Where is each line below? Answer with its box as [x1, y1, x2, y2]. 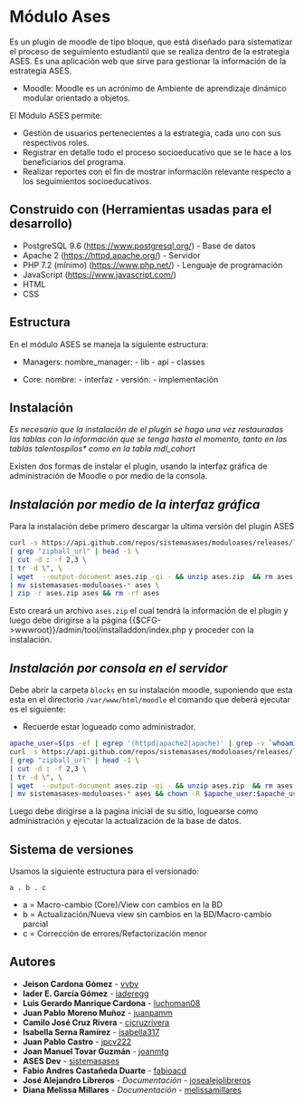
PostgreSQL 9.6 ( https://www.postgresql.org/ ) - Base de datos [22, 240, 256, 251]
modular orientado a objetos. [22, 92, 131, 103]
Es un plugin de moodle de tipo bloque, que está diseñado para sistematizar [9, 36, 293, 47]
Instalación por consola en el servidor [9, 660, 228, 676]
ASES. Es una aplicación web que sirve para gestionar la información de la [9, 55, 287, 66]
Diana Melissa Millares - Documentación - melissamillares [22, 1084, 242, 1095]
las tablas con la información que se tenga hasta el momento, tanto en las [9, 433, 288, 445]
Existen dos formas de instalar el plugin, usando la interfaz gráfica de [9, 460, 268, 472]
